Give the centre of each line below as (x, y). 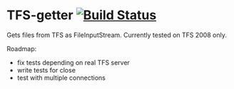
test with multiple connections (61, 78)
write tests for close (46, 70)
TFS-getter (40, 15)
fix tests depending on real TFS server (73, 62)
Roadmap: (22, 48)
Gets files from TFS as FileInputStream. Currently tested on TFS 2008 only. (117, 35)
